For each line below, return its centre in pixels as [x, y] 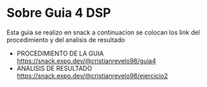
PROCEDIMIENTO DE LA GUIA [60, 53]
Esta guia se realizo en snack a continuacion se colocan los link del [103, 32]
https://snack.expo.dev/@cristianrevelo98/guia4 [86, 60]
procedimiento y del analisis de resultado [66, 39]
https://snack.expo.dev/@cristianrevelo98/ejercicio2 [92, 76]
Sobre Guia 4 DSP [59, 13]
